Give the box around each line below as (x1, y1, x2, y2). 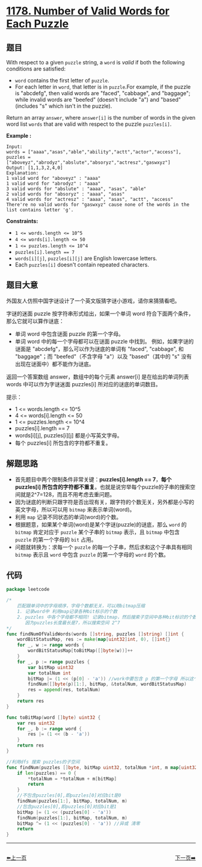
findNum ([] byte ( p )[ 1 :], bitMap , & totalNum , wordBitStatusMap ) (28, 681, 187, 687)
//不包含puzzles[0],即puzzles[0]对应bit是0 (17, 792, 121, 798)
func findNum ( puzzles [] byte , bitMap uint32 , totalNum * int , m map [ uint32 (6, 764, 198, 771)
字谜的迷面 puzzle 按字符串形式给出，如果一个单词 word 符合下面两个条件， (6, 310, 194, 317)
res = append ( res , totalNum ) (28, 687, 101, 693)
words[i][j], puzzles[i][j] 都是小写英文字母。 (14, 431, 123, 439)
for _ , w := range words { (17, 642, 85, 648)
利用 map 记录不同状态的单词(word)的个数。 (14, 513, 122, 520)
